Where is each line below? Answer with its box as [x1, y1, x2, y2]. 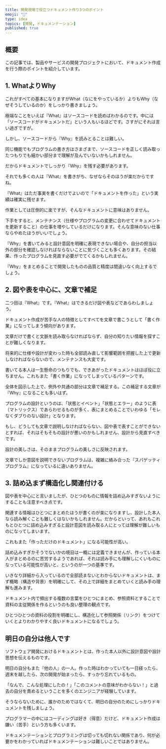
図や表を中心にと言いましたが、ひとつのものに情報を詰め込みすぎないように [5, 493, 161, 499]
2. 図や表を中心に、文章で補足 [5, 286, 97, 294]
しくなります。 [18, 339, 48, 345]
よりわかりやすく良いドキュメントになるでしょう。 [18, 618, 122, 624]
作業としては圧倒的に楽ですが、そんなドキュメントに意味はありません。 [5, 207, 152, 213]
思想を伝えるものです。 [5, 655, 53, 661]
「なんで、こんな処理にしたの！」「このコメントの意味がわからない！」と [5, 682, 154, 688]
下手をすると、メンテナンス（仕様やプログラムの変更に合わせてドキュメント [5, 217, 161, 224]
